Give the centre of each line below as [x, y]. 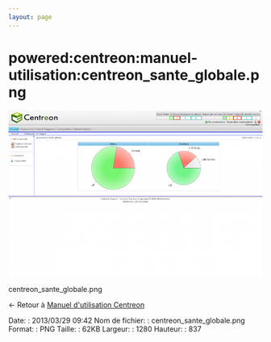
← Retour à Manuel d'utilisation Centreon [77, 304]
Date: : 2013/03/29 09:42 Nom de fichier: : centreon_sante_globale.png [127, 320]
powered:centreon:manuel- [103, 58]
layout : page [30, 17]
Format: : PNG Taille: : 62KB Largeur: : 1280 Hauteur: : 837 [105, 329]
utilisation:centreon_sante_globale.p [134, 75]
